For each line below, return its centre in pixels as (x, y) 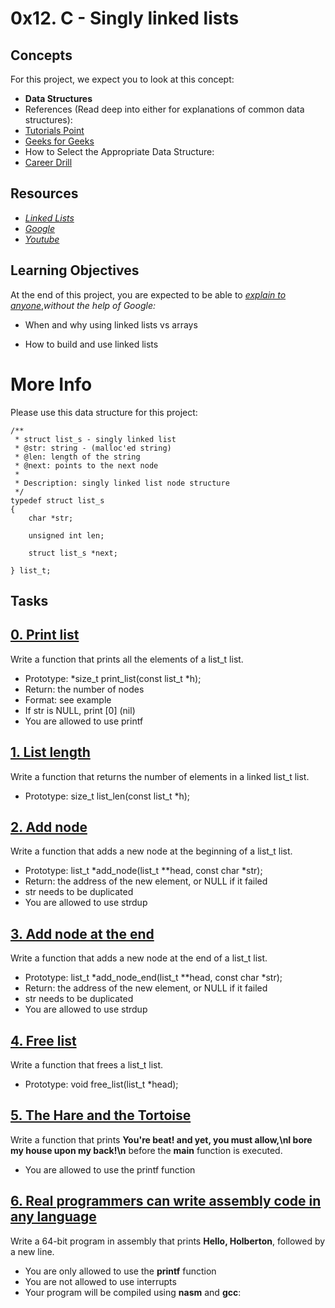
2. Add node (49, 827)
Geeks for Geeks (59, 141)
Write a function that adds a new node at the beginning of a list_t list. (151, 851)
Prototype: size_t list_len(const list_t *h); (107, 796)
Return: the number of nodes (84, 689)
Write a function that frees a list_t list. (87, 1065)
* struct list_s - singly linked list (95, 439)
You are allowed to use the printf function (110, 1169)
